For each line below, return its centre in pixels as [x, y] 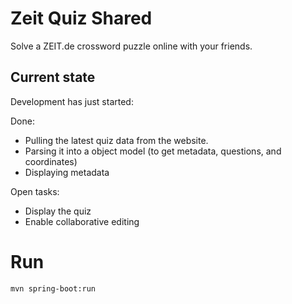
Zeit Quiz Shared [81, 18]
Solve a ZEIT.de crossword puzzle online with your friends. [131, 46]
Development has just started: [72, 101]
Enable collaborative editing [82, 221]
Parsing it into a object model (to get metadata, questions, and [153, 151]
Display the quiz [58, 211]
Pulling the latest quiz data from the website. [116, 140]
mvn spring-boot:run [53, 288]
